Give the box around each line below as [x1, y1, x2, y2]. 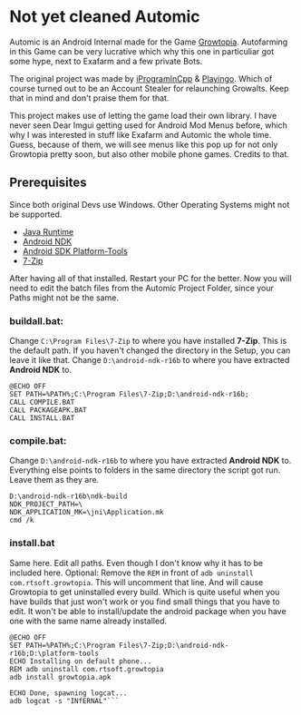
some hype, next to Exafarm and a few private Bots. [9, 55, 203, 66]
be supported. [9, 209, 63, 220]
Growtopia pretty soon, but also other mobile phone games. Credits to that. [9, 148, 290, 160]
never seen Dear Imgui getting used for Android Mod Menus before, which [9, 120, 288, 131]
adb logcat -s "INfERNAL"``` [9, 696, 120, 705]
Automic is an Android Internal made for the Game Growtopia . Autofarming [9, 36, 288, 47]
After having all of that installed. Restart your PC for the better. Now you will [9, 272, 292, 283]
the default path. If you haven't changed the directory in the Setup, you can [9, 345, 291, 356]
